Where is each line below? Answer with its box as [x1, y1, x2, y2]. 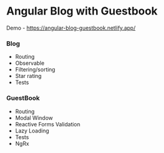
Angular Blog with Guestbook [6, 4, 158, 18]
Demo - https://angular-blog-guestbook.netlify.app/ [6, 24, 135, 31]
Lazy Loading [15, 127, 50, 134]
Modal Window [15, 114, 53, 122]
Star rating [15, 73, 42, 80]
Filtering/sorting [15, 66, 56, 73]
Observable [15, 59, 44, 67]
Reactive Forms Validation [15, 120, 81, 128]
